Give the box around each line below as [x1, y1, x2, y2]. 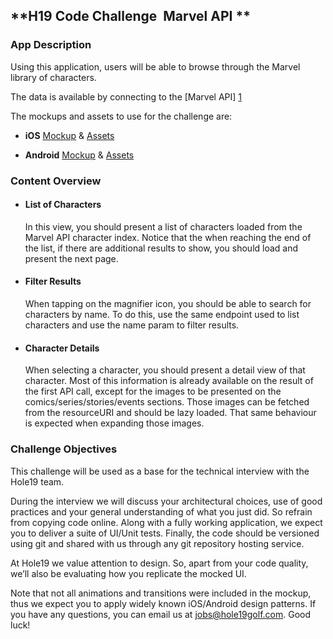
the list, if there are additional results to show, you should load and [24, 242, 299, 254]
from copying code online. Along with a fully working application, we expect [10, 516, 323, 528]
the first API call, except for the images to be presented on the [24, 385, 282, 398]
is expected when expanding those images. [24, 417, 205, 429]
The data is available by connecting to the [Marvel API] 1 [10, 90, 243, 103]
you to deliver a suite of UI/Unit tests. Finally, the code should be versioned [10, 527, 320, 539]
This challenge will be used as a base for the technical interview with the [10, 465, 310, 477]
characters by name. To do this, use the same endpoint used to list [24, 309, 300, 321]
